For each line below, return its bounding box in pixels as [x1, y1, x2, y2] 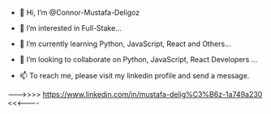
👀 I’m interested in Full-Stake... [19, 23, 123, 32]
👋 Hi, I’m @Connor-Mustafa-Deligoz [19, 8, 140, 17]
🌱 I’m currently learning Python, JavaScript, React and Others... [19, 39, 232, 49]
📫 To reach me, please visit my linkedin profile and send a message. [19, 71, 250, 80]
